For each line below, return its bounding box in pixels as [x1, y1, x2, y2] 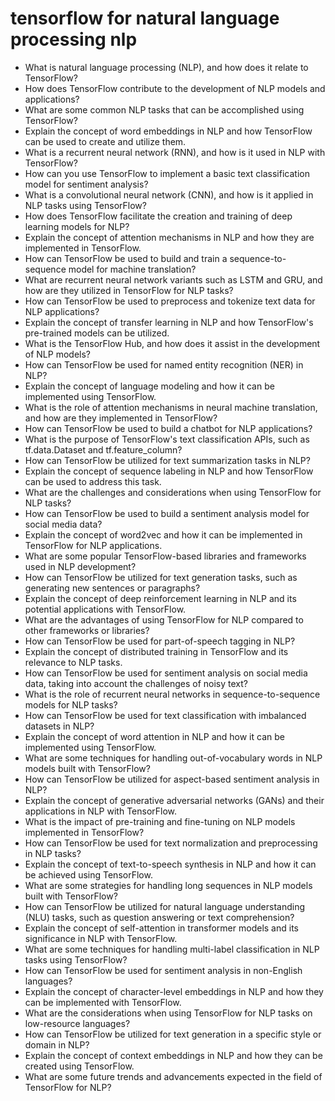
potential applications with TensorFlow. [24, 603, 187, 615]
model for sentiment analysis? [24, 178, 149, 190]
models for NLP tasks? [24, 698, 118, 711]
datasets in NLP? [24, 720, 95, 732]
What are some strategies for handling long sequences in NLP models [24, 879, 313, 891]
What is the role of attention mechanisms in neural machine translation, [24, 401, 318, 413]
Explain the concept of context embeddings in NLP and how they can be [24, 1049, 323, 1061]
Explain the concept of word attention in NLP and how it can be [24, 730, 285, 742]
